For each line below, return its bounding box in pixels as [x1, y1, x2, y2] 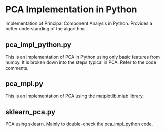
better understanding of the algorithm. [5, 25, 85, 31]
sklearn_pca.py [5, 108, 56, 116]
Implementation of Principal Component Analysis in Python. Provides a [5, 20, 153, 26]
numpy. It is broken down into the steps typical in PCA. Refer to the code [5, 59, 157, 65]
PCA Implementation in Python [5, 4, 137, 15]
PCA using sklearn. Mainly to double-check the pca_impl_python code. [5, 121, 153, 127]
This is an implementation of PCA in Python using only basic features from [5, 54, 160, 60]
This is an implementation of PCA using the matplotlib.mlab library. [5, 93, 144, 99]
